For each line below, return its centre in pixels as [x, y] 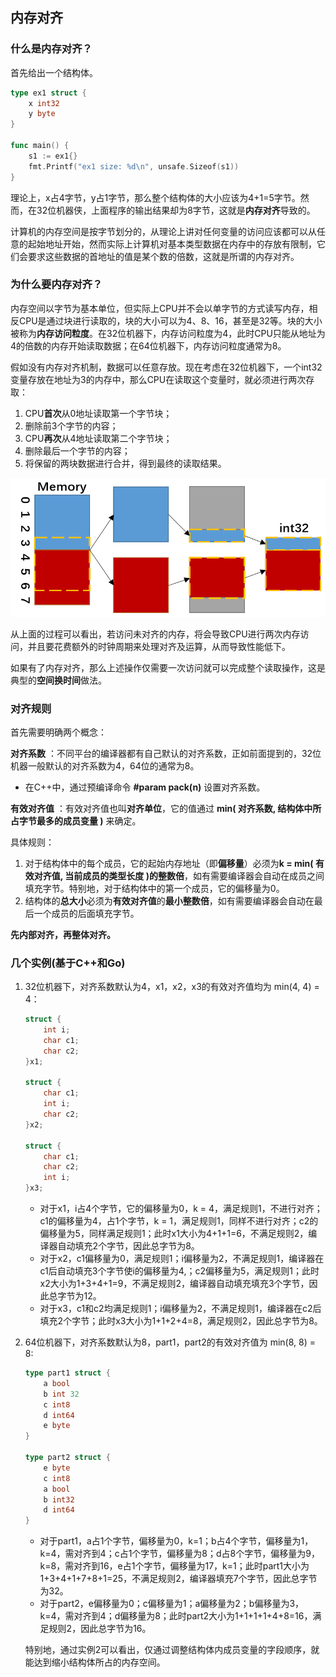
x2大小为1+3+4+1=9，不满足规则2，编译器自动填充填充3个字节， [174, 1284]
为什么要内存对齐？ [56, 285]
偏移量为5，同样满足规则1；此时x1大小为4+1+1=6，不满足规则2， [174, 1234]
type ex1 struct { [48, 93]
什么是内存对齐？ [51, 49]
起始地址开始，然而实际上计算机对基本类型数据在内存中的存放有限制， [172, 244]
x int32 [44, 103]
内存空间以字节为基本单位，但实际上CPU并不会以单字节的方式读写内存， [160, 308]
